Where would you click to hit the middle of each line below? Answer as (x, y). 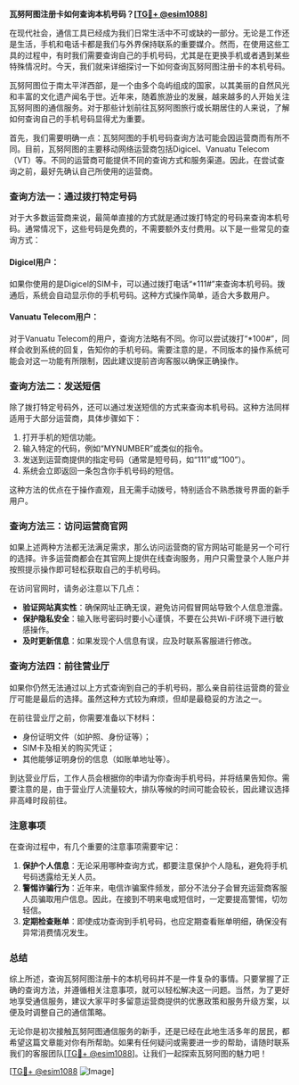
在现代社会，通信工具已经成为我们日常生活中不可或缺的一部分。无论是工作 (145, 33)
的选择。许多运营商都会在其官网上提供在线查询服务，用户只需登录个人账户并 (149, 559)
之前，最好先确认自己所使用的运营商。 (87, 171)
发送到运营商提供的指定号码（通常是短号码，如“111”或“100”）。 (136, 460)
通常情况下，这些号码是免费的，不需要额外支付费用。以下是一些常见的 (153, 229)
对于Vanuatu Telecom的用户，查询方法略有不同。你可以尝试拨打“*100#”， (145, 338)
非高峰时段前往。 (40, 800)
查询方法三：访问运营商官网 (69, 526)
